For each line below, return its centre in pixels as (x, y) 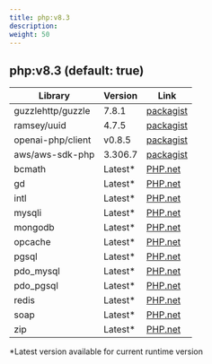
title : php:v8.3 (40, 17)
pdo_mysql (37, 272)
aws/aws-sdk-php (54, 155)
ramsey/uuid (40, 126)
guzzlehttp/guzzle (52, 111)
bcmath (30, 169)
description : (34, 26)
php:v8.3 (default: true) (77, 70)
